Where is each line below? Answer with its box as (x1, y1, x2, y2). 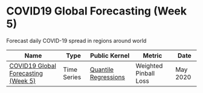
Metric (143, 51, 163, 60)
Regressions (89, 72, 125, 81)
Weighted (135, 62, 163, 70)
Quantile (89, 65, 114, 74)
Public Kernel (90, 51, 130, 60)
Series (63, 72, 82, 81)
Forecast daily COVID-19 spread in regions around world (6, 37, 147, 44)
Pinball (135, 69, 155, 77)
